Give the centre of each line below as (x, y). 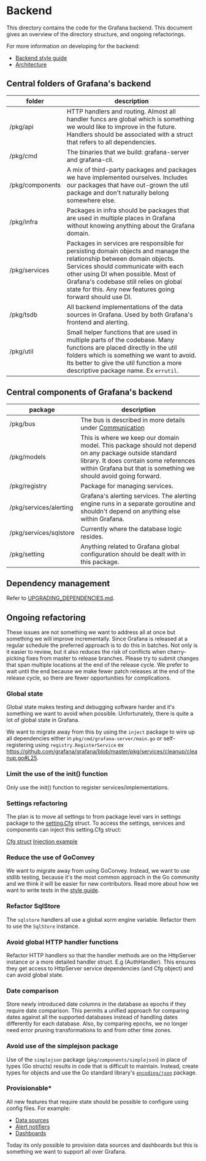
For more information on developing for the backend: (73, 46)
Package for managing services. (127, 486)
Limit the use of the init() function (57, 774)
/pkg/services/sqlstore (42, 532)
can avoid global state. (35, 975)
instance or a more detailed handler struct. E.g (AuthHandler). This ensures (101, 962)
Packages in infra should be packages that (128, 210)
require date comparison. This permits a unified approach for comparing (98, 1011)
